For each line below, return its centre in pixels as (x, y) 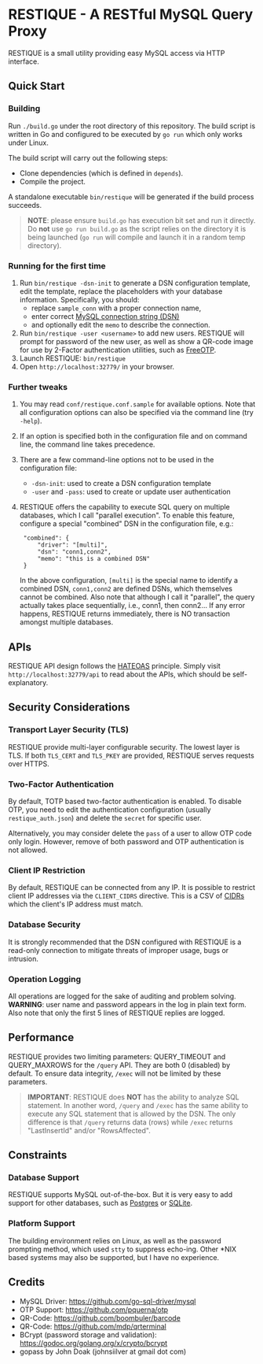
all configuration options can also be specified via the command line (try (136, 413)
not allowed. (28, 850)
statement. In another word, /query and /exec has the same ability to (138, 1105)
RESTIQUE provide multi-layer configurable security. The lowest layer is (124, 747)
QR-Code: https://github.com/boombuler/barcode (100, 1318)
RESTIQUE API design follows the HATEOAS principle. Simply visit (115, 666)
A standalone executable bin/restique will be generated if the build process (131, 196)
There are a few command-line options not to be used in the (117, 460)
